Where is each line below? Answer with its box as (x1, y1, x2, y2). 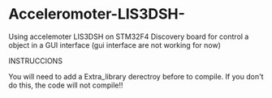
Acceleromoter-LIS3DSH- (8, 5, 185, 23)
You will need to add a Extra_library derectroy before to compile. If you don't (8, 71, 264, 81)
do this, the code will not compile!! (8, 80, 123, 90)
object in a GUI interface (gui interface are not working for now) (8, 40, 221, 49)
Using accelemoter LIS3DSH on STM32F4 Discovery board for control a (8, 32, 249, 41)
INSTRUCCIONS (8, 56, 63, 66)
